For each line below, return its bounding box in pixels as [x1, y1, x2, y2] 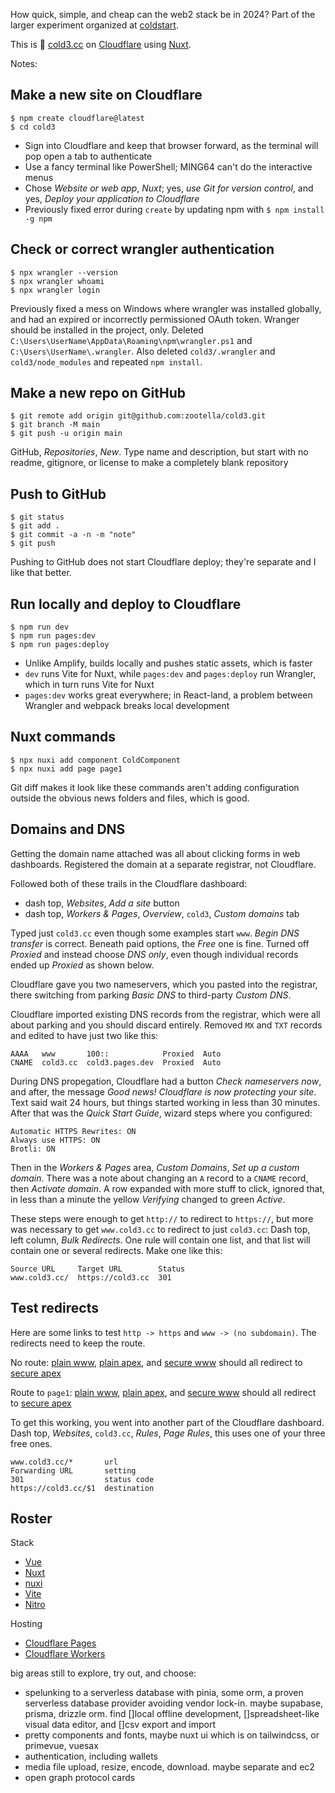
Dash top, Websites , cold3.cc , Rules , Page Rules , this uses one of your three [10, 1427, 326, 1439]
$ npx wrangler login [10, 285, 101, 295]
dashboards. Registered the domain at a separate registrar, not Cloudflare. [10, 858, 317, 870]
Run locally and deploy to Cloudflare [10, 595, 242, 613]
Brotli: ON [10, 1144, 56, 1154]
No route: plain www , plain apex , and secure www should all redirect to [10, 1356, 303, 1368]
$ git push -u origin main [10, 429, 123, 439]
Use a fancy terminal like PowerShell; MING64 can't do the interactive [24, 160, 313, 173]
